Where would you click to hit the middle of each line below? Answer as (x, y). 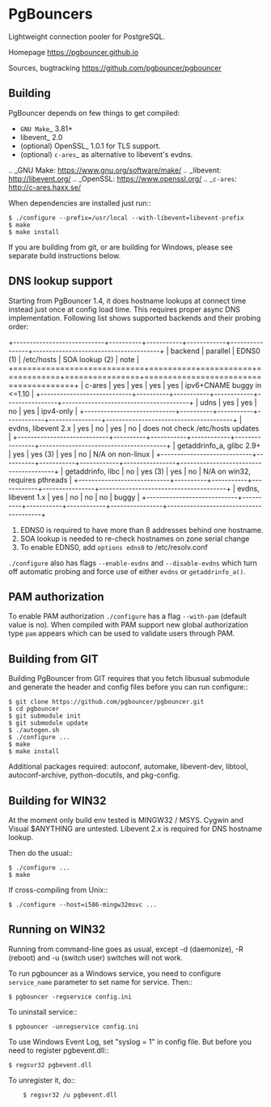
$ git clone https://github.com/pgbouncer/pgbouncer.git (106, 702)
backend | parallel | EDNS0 (215, 351)
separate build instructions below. (65, 255)
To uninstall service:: (43, 1011)
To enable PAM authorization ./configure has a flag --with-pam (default (127, 616)
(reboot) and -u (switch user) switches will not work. (96, 957)
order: (19, 326)
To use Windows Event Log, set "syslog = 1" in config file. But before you (130, 1041)
